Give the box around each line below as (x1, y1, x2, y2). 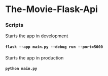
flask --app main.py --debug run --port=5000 (5, 44, 103, 50)
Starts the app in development (5, 33, 68, 39)
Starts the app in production (5, 54, 64, 61)
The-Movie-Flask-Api (5, 4, 98, 15)
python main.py (5, 66, 38, 71)
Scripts (5, 22, 24, 29)
